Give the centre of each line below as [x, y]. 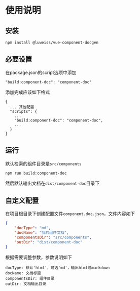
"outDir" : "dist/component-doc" [48, 242]
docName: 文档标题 [23, 273]
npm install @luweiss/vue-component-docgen [52, 43]
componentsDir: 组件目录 [30, 278]
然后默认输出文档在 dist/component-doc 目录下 [52, 183]
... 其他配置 [22, 107]
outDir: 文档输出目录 [26, 284]
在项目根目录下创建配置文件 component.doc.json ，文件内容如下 [70, 214]
